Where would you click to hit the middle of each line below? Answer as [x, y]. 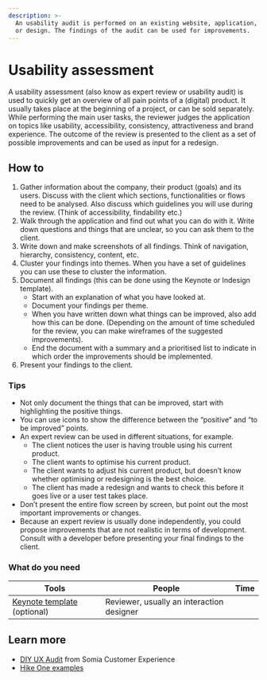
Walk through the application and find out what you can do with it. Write [137, 221]
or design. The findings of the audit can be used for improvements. [133, 30]
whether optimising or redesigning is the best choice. [119, 479]
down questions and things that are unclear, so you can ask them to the [137, 230]
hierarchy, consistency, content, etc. [79, 255]
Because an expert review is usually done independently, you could [130, 521]
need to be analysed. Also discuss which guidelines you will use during [136, 204]
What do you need [44, 568]
